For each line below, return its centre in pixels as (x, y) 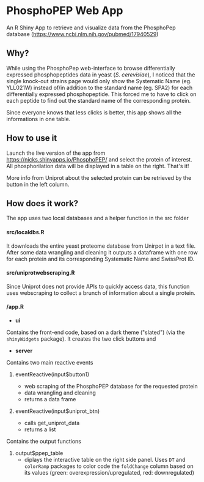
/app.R (15, 307)
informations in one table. (38, 119)
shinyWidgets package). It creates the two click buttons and (81, 339)
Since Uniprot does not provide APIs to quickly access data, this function (98, 286)
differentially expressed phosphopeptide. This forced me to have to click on (101, 94)
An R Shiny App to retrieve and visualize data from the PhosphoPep (91, 28)
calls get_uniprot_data (52, 423)
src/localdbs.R (25, 232)
